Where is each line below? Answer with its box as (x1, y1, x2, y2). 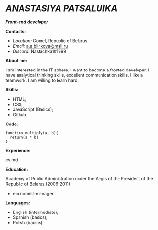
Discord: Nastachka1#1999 (12, 48, 66, 54)
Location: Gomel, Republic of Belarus (12, 37, 88, 44)
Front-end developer (5, 19, 48, 25)
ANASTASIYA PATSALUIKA (5, 3, 118, 14)
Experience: (5, 147, 31, 153)
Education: (5, 166, 28, 172)
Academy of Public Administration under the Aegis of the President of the (5, 176, 153, 181)
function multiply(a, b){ (5, 130, 58, 135)
